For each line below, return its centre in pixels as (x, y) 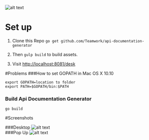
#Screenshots (19, 118)
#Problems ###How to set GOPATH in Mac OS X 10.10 (59, 73)
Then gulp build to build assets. (45, 54)
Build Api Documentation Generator (48, 99)
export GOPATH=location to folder (40, 82)
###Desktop (18, 127)
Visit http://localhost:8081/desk (44, 64)
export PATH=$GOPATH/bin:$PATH (37, 86)
